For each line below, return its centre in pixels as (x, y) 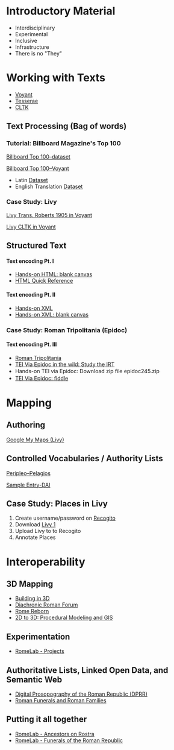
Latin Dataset (31, 180)
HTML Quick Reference (44, 281)
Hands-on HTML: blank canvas (54, 274)
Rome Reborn (32, 611)
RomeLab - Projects (39, 651)
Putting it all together (47, 720)
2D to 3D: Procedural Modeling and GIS (64, 618)
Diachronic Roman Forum (46, 605)
